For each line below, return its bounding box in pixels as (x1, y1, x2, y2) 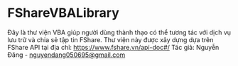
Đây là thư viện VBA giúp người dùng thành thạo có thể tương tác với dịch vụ (7, 28, 232, 37)
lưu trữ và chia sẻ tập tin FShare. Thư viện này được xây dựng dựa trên (7, 35, 214, 44)
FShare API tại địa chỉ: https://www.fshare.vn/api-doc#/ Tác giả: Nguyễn (7, 43, 220, 51)
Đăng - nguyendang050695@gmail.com (7, 51, 126, 59)
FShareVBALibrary (7, 5, 119, 21)
